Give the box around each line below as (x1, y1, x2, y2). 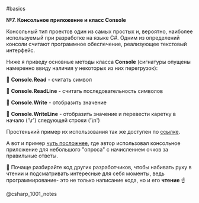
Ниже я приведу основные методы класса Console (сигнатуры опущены (6, 59, 191, 65)
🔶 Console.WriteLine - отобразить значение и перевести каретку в (6, 111, 176, 117)
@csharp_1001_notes (6, 191, 57, 197)
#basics (6, 5, 25, 12)
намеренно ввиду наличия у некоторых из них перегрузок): (6, 65, 158, 72)
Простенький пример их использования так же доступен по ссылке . (6, 128, 181, 135)
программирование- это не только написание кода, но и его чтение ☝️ (6, 177, 185, 183)
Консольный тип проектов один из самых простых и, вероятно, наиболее (6, 28, 193, 35)
